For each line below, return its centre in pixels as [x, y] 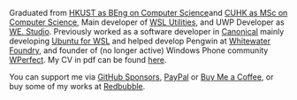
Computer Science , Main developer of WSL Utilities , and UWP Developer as [147, 22]
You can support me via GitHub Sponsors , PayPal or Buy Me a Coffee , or [141, 77]
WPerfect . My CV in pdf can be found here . [88, 60]
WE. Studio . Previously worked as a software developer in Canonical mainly [147, 31]
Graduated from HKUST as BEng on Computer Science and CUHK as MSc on [148, 13]
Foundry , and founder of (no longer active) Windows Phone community [139, 50]
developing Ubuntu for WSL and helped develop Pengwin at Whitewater [140, 41]
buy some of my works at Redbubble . [77, 86]
